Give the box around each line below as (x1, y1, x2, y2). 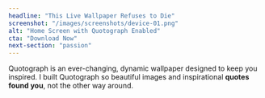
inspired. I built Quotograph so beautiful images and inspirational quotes (8, 72, 250, 82)
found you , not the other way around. (8, 81, 134, 91)
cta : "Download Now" (8, 34, 78, 43)
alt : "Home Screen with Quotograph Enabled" (8, 27, 161, 35)
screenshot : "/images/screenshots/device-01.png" (8, 19, 179, 27)
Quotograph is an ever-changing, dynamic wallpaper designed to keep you (8, 63, 258, 73)
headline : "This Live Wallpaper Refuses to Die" (8, 11, 175, 20)
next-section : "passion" (8, 42, 92, 50)
